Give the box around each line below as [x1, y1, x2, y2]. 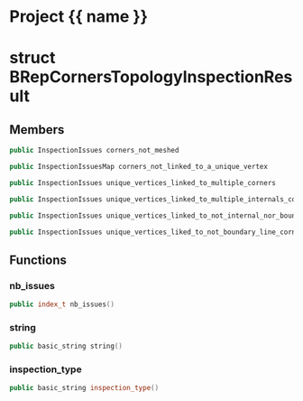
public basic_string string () [9, 341, 124, 351]
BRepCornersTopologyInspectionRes [9, 67, 293, 88]
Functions [9, 252, 68, 267]
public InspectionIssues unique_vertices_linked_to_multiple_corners [9, 178, 277, 187]
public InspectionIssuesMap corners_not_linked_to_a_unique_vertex [9, 163, 269, 172]
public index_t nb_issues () [9, 300, 115, 309]
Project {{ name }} [9, 6, 149, 27]
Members [9, 122, 65, 137]
